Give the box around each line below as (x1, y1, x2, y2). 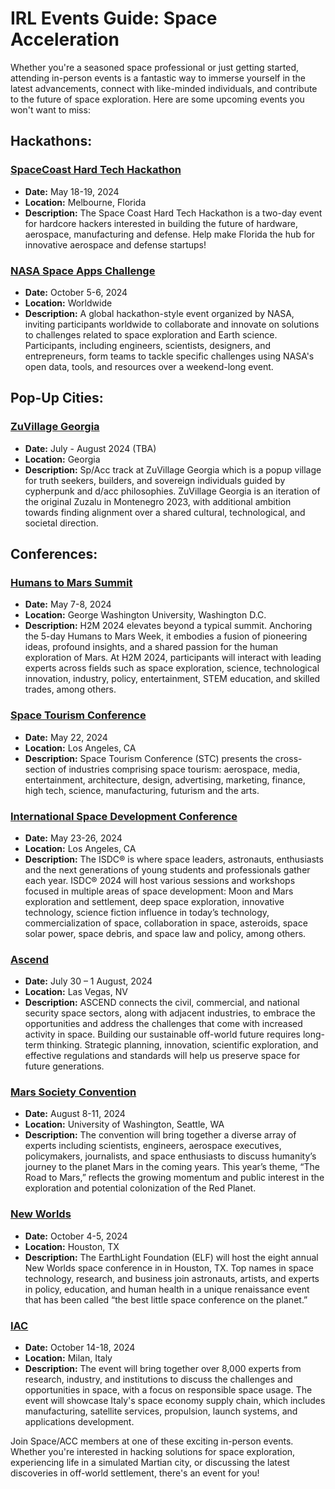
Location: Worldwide (24, 297, 113, 309)
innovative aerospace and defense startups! (24, 238, 207, 251)
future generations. (24, 1060, 105, 1072)
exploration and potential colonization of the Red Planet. (24, 1182, 257, 1194)
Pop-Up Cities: (10, 390, 104, 407)
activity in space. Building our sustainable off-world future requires (24, 1028, 301, 1041)
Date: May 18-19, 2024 (24, 185, 120, 197)
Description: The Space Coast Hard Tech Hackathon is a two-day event (24, 207, 323, 219)
